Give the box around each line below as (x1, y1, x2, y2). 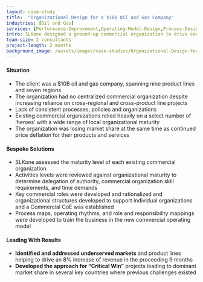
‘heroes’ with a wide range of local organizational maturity (14, 118, 160, 125)
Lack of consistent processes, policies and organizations (14, 105, 157, 113)
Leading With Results (6, 236, 62, 243)
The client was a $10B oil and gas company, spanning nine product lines (14, 80, 195, 87)
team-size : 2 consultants (6, 37, 71, 43)
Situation (6, 67, 30, 74)
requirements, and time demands (14, 184, 98, 192)
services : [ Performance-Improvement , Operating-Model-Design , (6, 25, 164, 32)
